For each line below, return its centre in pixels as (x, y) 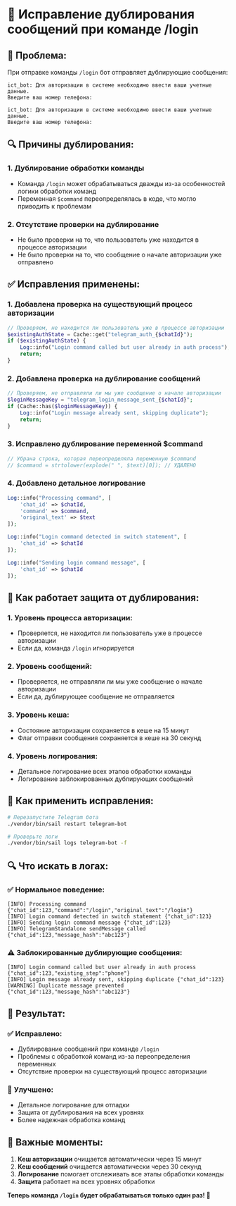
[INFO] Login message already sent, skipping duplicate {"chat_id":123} (116, 980)
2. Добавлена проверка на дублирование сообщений (104, 379)
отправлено (35, 262)
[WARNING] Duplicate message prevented (66, 986)
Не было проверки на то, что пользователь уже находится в (108, 240)
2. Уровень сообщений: (50, 667)
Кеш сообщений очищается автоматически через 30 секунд (109, 1167)
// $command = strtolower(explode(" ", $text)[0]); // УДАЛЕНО (102, 465)
